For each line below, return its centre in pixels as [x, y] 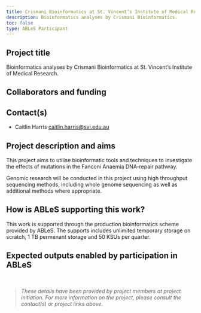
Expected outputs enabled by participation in [92, 256]
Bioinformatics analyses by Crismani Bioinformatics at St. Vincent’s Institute [99, 67]
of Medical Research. [32, 74]
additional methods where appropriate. [54, 191]
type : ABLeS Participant [37, 28]
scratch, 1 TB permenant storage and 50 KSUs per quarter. [78, 236]
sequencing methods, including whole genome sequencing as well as [92, 185]
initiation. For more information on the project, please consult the [101, 297]
